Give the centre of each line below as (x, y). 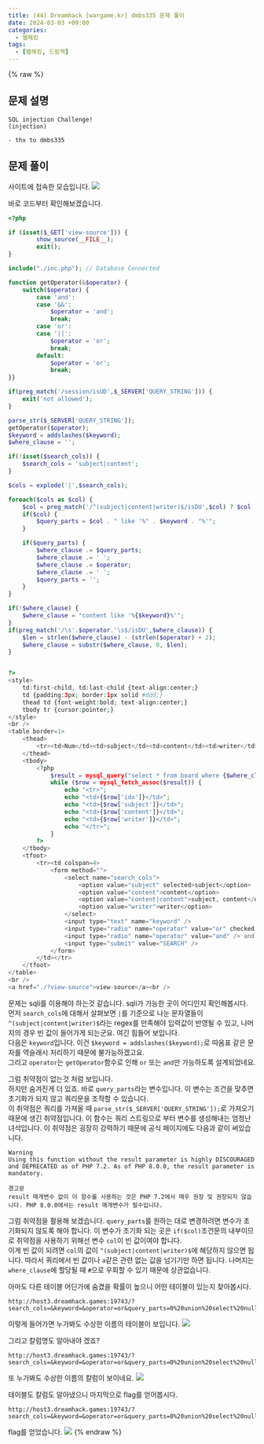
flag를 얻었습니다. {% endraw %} (65, 1431)
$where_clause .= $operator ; (84, 565)
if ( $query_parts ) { (54, 543)
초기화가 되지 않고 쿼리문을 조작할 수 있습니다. (79, 1098)
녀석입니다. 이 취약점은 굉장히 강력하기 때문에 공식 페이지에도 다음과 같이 (119, 1127)
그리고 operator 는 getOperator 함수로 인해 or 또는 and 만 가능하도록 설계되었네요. (132, 1062)
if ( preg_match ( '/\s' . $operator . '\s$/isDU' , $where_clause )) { (110, 630)
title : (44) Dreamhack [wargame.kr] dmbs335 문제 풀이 (96, 15)
